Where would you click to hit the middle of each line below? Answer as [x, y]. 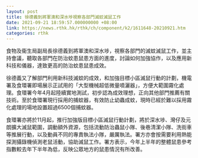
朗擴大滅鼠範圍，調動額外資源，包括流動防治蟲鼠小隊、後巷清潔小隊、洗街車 [99, 127]
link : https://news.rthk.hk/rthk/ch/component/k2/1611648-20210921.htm [96, 28]
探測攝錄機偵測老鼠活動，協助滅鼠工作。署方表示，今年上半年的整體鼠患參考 [99, 142]
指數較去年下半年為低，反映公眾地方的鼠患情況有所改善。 [76, 149]
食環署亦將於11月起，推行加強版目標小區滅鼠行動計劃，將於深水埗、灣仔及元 [99, 120]
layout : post [22, 11]
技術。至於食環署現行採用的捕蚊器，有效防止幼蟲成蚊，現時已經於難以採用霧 [99, 100]
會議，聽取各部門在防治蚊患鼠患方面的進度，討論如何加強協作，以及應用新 [101, 58]
